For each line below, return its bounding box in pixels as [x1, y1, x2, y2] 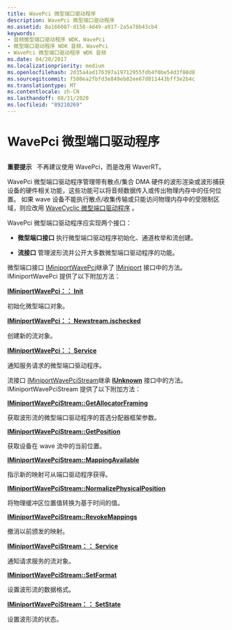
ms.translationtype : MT [7, 82, 77, 89]
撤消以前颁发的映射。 [7, 527, 68, 535]
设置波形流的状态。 [7, 615, 63, 624]
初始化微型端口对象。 [7, 302, 68, 310]
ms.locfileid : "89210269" [7, 101, 82, 108]
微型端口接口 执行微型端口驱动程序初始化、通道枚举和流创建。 [17, 234, 197, 242]
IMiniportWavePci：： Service [7, 346, 97, 355]
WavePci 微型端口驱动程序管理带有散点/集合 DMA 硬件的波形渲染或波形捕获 [7, 178, 226, 186]
